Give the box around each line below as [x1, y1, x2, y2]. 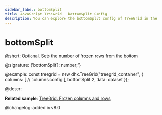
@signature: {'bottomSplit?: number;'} [5, 62, 81, 68]
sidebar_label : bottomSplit [5, 7, 62, 12]
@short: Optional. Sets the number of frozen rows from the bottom [5, 53, 138, 58]
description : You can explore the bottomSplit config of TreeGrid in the [5, 16, 158, 21]
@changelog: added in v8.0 [5, 105, 61, 111]
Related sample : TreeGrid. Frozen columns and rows [5, 95, 111, 101]
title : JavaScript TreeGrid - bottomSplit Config [5, 12, 108, 16]
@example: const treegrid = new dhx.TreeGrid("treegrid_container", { [5, 72, 144, 77]
